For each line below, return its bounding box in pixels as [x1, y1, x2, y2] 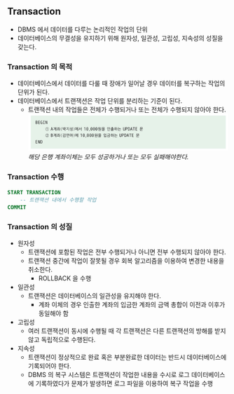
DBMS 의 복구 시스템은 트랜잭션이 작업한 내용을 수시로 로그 [27, 371, 191, 379]
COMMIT [7, 203, 27, 211]
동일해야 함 [38, 309, 69, 318]
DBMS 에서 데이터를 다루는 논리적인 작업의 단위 [17, 25, 149, 34]
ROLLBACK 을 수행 [38, 274, 92, 283]
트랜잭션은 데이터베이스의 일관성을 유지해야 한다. [27, 292, 161, 300]
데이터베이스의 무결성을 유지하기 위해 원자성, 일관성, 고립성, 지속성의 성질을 [17, 34, 223, 42]
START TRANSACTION [7, 189, 61, 196]
